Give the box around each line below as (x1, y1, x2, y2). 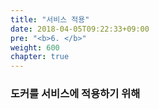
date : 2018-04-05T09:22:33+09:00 (10, 24, 150, 34)
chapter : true (10, 52, 70, 62)
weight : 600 (10, 42, 60, 53)
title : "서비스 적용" (10, 14, 90, 25)
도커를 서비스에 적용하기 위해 (10, 87, 141, 101)
